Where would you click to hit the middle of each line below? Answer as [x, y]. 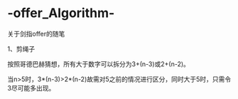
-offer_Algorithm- [61, 13]
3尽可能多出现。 [31, 88]
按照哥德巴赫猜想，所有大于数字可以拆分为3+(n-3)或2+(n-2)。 [99, 64]
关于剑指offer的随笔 [36, 33]
